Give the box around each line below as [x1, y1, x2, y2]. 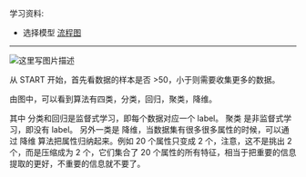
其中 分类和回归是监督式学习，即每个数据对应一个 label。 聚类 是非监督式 [9, 113, 284, 123]
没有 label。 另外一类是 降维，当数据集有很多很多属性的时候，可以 [33, 124, 282, 134]
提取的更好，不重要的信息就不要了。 [9, 158, 146, 169]
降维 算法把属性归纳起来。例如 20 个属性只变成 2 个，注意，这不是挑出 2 [19, 135, 293, 146]
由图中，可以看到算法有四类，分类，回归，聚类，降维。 [9, 93, 217, 104]
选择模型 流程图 [22, 27, 82, 38]
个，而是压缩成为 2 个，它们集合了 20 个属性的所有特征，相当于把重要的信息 [9, 147, 297, 157]
